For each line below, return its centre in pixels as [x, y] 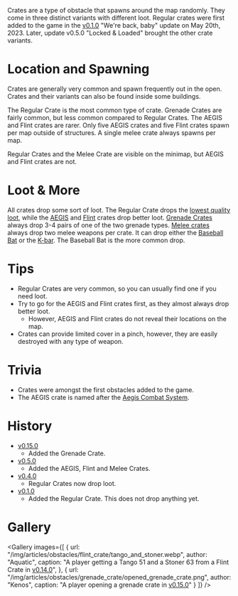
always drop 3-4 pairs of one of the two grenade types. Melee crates [108, 225]
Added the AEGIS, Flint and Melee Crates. [89, 468]
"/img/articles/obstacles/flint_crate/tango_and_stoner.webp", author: [107, 554]
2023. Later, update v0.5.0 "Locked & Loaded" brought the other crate [110, 33]
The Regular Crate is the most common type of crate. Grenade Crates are [115, 110]
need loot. [32, 296]
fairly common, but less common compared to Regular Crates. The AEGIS [115, 117]
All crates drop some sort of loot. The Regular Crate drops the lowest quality [119, 210]
